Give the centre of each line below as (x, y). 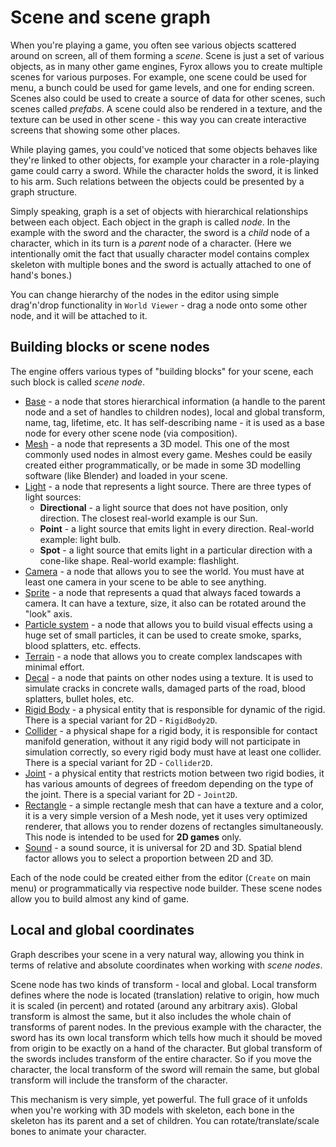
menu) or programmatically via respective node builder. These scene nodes (166, 888)
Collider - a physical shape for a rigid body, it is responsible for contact (171, 730)
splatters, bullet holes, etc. (79, 698)
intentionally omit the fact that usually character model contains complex (160, 253)
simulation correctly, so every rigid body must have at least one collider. (173, 752)
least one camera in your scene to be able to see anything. (145, 582)
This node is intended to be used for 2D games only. (133, 837)
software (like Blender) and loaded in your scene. (126, 475)
